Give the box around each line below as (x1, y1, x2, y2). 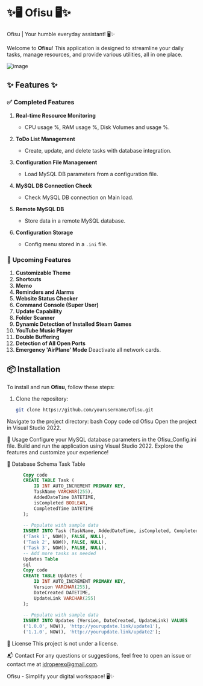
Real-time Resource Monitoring (15, 112, 96, 119)
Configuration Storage (15, 229, 73, 236)
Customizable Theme (15, 269, 71, 276)
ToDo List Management (15, 135, 75, 142)
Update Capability (15, 307, 63, 315)
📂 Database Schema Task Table (7, 460, 86, 468)
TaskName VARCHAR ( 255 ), (33, 489, 94, 495)
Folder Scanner (15, 314, 55, 321)
